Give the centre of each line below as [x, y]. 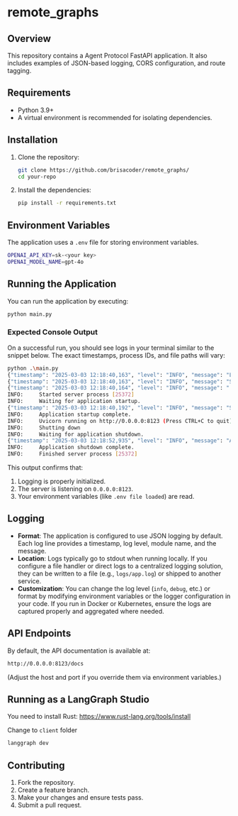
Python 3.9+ [36, 110]
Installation [33, 140]
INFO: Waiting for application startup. [74, 402]
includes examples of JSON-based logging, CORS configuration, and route [117, 63]
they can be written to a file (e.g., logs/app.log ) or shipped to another [119, 573]
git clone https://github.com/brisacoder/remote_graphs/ [103, 170]
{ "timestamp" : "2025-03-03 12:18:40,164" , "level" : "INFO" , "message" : [115, 388]
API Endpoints [39, 633]
